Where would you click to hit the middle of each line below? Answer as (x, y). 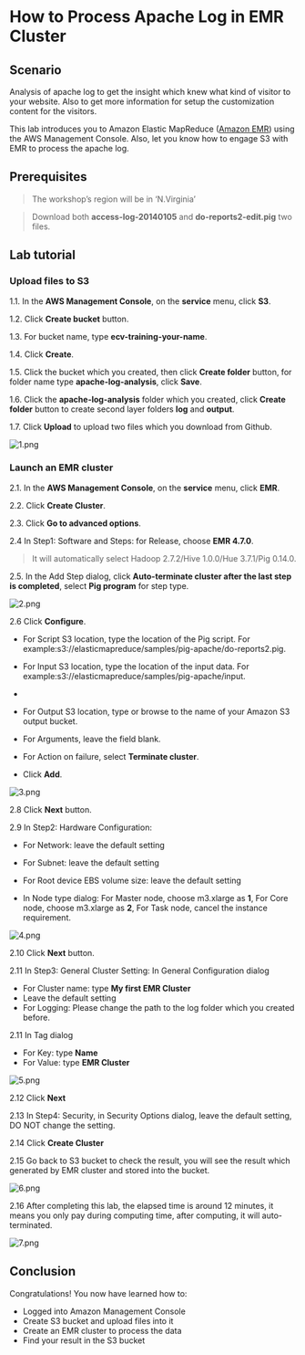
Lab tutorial (42, 255)
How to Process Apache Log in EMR (147, 17)
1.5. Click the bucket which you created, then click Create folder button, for (151, 372)
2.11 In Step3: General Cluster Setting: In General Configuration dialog (140, 971)
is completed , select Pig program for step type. (99, 585)
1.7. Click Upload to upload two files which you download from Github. (141, 426)
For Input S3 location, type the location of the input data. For (136, 666)
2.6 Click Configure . (48, 621)
